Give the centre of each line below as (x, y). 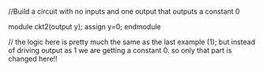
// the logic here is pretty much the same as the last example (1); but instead (131, 42)
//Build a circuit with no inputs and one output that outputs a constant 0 (124, 11)
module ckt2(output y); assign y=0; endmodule (85, 26)
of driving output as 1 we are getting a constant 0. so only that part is (120, 50)
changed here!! (33, 59)
